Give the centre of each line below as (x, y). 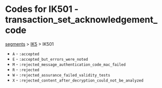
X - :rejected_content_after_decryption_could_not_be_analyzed (78, 80)
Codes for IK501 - (42, 9)
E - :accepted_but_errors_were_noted (50, 59)
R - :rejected (26, 69)
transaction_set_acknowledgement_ (81, 20)
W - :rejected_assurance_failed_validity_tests (61, 75)
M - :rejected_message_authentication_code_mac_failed (69, 64)
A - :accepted (26, 54)
